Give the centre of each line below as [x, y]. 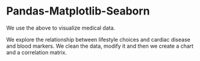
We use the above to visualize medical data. [61, 28]
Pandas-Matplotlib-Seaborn [78, 11]
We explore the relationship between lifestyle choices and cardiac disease [98, 39]
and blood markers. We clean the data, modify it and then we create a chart [100, 46]
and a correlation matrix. [37, 52]
